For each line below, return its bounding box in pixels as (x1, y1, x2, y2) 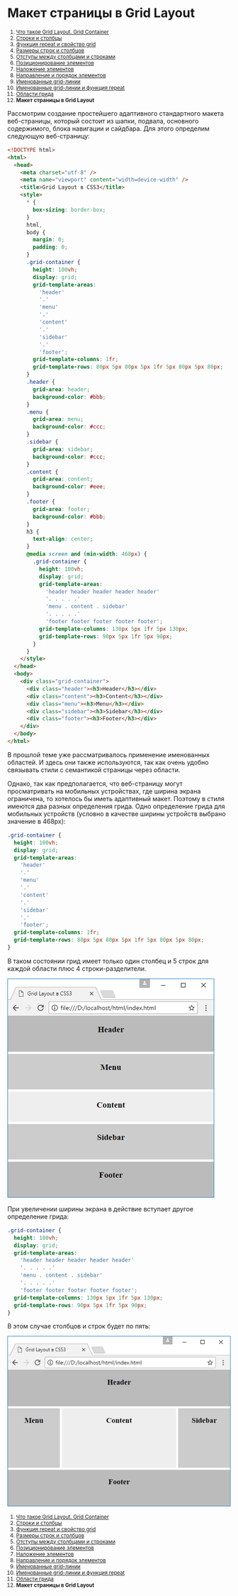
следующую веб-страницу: (7, 131, 90, 140)
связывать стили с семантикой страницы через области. (7, 765, 181, 774)
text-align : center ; (33, 536, 93, 543)
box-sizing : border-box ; (33, 206, 106, 214)
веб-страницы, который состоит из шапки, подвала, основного (7, 116, 199, 125)
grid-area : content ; (33, 475, 93, 483)
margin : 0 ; (33, 236, 65, 243)
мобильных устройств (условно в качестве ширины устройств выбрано (7, 809, 226, 818)
